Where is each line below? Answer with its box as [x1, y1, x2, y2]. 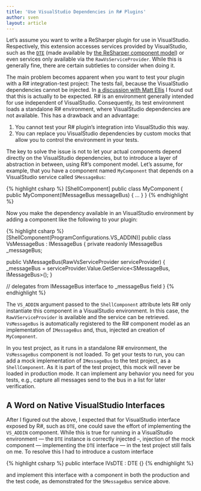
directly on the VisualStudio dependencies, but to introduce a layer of [6, 154, 178, 162]
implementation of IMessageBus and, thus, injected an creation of [6, 326, 165, 334]
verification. [6, 383, 36, 390]
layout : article [6, 20, 47, 26]
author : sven [6, 14, 39, 20]
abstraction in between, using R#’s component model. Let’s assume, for [6, 160, 183, 168]
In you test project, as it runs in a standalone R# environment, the [6, 344, 167, 352]
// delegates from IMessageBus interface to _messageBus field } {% [6, 283, 175, 290]
